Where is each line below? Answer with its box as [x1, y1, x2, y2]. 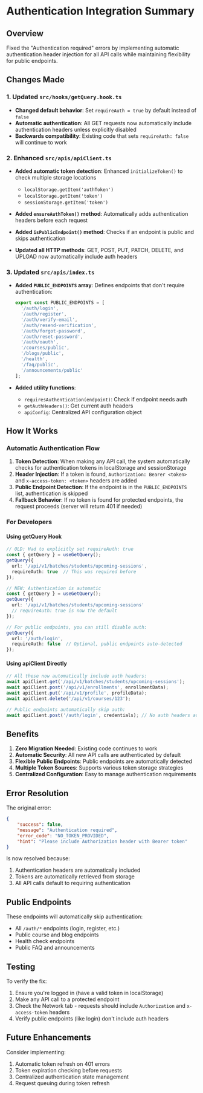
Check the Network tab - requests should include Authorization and [14, 1002, 185, 1010]
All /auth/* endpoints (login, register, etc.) [14, 925, 120, 932]
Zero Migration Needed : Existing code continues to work [14, 745, 158, 752]
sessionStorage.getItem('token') [24, 199, 109, 206]
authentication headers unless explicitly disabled [14, 126, 137, 133]
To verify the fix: [6, 978, 47, 985]
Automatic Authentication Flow [6, 444, 100, 452]
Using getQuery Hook [6, 533, 62, 540]
